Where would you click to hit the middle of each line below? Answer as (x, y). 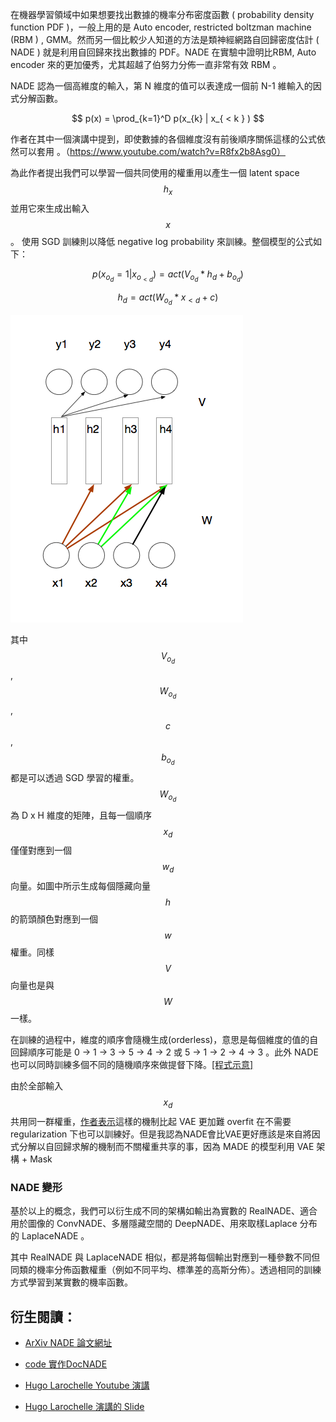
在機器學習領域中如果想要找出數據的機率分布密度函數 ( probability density (162, 14)
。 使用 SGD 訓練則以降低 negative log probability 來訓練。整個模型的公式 (162, 241)
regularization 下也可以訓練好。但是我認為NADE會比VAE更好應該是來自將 (161, 1134)
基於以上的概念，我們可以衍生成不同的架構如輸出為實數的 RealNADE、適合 (164, 1211)
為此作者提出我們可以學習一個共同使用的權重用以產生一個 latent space (155, 172)
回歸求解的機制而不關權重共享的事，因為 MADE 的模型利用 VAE (184, 1146)
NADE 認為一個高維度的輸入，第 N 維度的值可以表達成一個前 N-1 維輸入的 (161, 86)
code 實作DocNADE (66, 1364)
